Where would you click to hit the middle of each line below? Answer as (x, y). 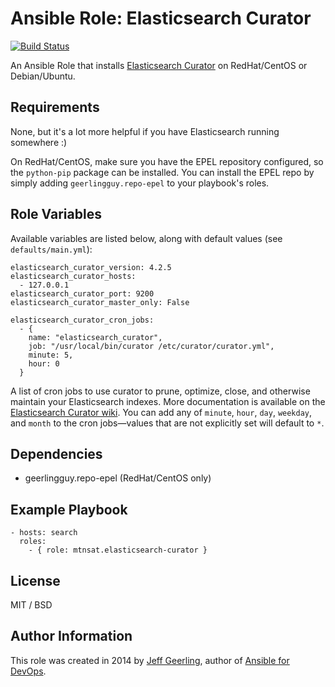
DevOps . (28, 671)
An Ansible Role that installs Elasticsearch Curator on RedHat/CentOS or (159, 65)
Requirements (55, 107)
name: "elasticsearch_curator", (95, 337)
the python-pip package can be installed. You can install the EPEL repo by (162, 172)
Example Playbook (69, 509)
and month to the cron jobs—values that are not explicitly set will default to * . (167, 423)
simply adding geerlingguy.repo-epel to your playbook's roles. (140, 183)
